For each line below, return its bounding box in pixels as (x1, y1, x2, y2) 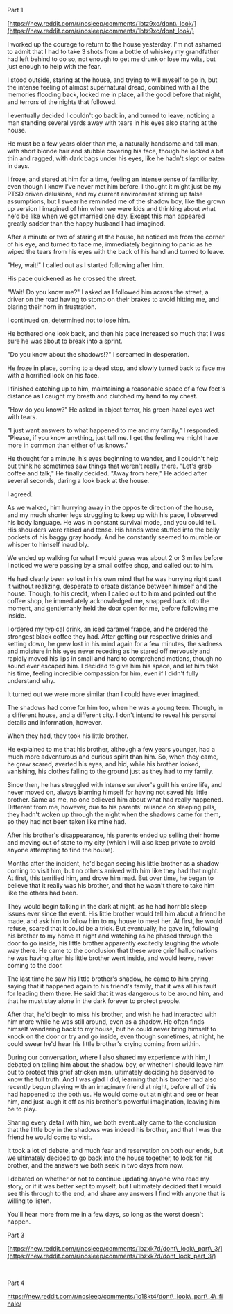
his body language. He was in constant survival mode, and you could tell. (7, 519, 216, 526)
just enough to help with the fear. (7, 62, 102, 70)
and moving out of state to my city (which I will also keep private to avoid (7, 839, 216, 846)
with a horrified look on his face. (7, 371, 100, 379)
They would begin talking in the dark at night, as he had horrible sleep (7, 902, 207, 910)
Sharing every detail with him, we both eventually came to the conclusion (7, 1118, 216, 1127)
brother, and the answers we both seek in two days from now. (7, 1161, 184, 1169)
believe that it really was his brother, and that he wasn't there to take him (7, 882, 215, 889)
